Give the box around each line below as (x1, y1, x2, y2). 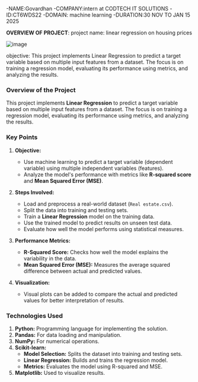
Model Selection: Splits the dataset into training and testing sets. (23, 350, 183, 357)
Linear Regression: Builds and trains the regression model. (23, 356, 168, 364)
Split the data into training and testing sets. (23, 206, 129, 213)
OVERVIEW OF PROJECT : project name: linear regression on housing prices (6, 29, 193, 36)
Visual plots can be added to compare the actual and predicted (23, 291, 178, 298)
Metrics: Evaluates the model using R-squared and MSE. (23, 362, 163, 370)
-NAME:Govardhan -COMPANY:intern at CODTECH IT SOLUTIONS (6, 5, 169, 12)
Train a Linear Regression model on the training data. (23, 213, 155, 220)
